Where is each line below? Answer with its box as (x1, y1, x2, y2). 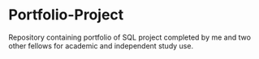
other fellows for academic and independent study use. (8, 40, 193, 50)
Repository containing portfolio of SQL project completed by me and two (8, 32, 252, 42)
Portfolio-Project (8, 6, 124, 24)
